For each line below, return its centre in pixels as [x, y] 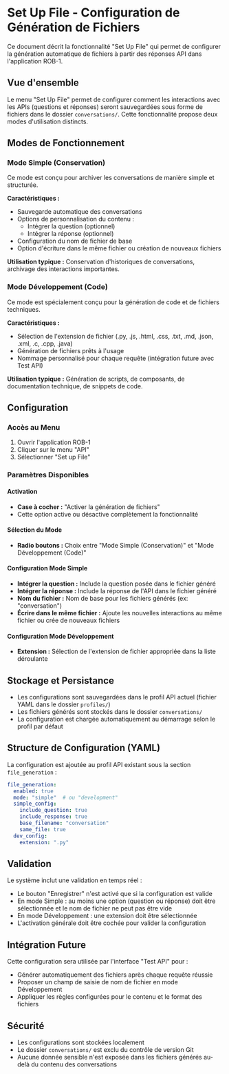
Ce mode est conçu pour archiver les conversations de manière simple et [111, 178]
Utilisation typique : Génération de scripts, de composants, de [96, 379]
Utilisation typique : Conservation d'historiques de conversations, [101, 262]
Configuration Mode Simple [47, 568]
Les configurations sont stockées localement [80, 1042]
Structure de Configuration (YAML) [84, 748]
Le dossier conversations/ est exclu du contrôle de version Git [105, 1049]
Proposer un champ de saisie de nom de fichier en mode [98, 982]
